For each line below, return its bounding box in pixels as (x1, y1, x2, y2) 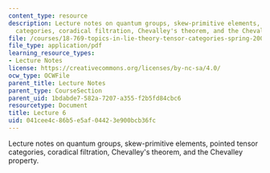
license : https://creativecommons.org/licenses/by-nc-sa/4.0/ (8, 64, 221, 72)
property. (8, 155, 39, 165)
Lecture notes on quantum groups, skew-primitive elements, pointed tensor (8, 138, 259, 148)
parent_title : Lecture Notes (8, 79, 106, 87)
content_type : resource (8, 11, 88, 20)
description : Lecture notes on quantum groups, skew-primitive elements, (8, 19, 261, 27)
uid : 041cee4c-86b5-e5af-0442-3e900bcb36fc (8, 117, 157, 125)
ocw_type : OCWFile (8, 72, 70, 80)
